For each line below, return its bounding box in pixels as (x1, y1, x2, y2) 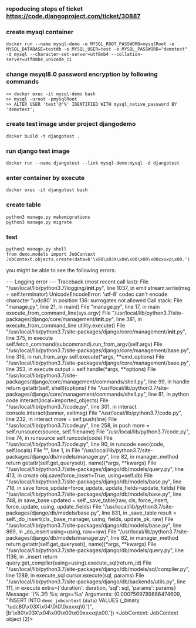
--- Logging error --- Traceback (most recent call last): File (6, 278, 149, 285)
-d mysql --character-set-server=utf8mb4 (6, 52, 109, 58)
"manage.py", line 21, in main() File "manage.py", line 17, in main (6, 303, 160, 310)
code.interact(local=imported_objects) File (6, 397, 109, 404)
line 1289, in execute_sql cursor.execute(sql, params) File (6, 572, 144, 579)
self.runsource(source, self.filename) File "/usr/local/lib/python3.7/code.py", (6, 428, 190, 435)
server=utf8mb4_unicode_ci (6, 56, 72, 63)
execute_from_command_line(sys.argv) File (6, 309, 111, 316)
